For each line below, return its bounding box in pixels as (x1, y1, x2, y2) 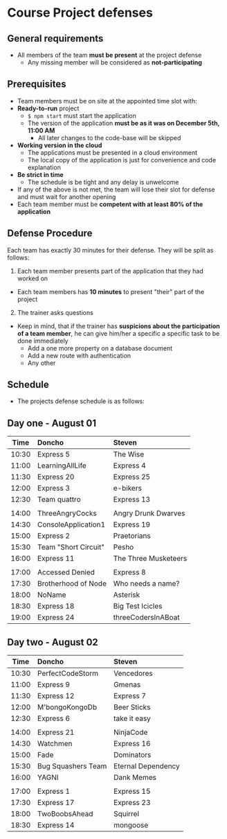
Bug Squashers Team (37, 761, 107, 771)
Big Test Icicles (113, 602, 163, 611)
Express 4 (113, 461, 147, 471)
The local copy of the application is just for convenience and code (27, 155, 217, 164)
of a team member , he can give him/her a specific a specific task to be (17, 329, 220, 337)
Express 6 (37, 713, 71, 723)
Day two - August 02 (7, 636, 98, 648)
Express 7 (113, 691, 147, 701)
